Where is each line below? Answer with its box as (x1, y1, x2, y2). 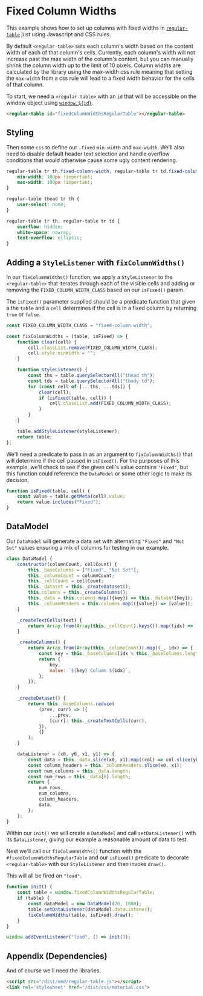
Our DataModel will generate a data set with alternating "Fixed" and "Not (6, 537, 185, 545)
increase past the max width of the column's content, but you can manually (6, 55, 194, 62)
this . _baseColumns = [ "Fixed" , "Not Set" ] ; (28, 567, 139, 573)
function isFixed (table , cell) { (6, 488, 91, 494)
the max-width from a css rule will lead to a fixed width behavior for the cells (6, 74, 195, 82)
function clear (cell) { (17, 339, 77, 345)
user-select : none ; (17, 201, 66, 207)
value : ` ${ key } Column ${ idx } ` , (49, 667, 131, 674)
